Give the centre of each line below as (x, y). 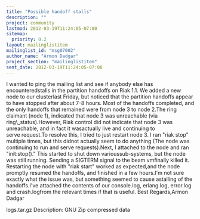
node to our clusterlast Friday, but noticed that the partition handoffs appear (100, 97)
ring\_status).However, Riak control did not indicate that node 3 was (90, 122)
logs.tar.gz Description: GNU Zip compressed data (68, 210)
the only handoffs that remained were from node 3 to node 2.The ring (92, 110)
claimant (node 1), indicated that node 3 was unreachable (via (82, 116)
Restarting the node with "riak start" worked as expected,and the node (93, 166)
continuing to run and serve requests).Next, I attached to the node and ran (98, 147)
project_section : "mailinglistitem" (52, 61)
